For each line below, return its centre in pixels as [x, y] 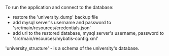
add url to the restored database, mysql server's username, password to [88, 33]
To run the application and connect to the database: [59, 7]
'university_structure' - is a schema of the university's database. [72, 48]
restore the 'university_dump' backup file [55, 17]
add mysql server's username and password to [62, 22]
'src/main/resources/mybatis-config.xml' [55, 38]
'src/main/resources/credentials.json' [52, 28]
